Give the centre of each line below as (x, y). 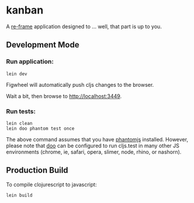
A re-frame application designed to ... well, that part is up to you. (84, 26)
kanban (25, 10)
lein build (19, 195)
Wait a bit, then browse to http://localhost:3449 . (64, 96)
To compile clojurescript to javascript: (52, 184)
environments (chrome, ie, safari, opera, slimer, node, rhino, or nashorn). (94, 152)
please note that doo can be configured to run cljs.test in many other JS (93, 146)
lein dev (17, 74)
